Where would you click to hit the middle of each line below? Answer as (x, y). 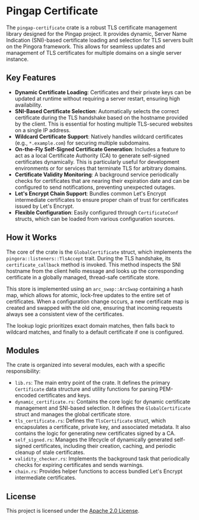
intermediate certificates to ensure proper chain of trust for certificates (102, 200)
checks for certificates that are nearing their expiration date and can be (102, 180)
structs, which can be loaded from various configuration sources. (95, 219)
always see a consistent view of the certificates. (65, 314)
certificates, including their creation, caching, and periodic (105, 446)
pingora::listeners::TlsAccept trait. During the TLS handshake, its (89, 258)
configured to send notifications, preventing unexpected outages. (95, 187)
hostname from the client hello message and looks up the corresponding (95, 271)
